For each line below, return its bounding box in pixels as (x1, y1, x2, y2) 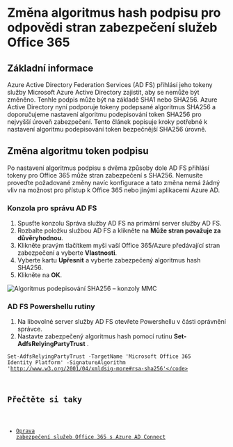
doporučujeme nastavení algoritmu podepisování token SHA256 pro (7, 110, 202, 118)
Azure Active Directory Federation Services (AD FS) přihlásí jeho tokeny (7, 81, 213, 88)
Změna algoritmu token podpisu (7, 145, 149, 157)
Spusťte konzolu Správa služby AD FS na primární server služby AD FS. (17, 219, 222, 228)
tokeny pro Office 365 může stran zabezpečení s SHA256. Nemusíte (7, 171, 203, 179)
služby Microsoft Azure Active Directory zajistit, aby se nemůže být (7, 88, 200, 96)
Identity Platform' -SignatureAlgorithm (7, 359, 127, 366)
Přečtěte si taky (7, 395, 82, 405)
